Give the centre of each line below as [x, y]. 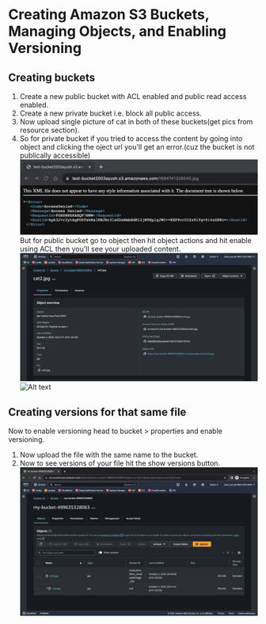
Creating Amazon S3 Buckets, [109, 15]
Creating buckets [52, 77]
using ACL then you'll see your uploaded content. [100, 249]
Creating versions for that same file [97, 412]
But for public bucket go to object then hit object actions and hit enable [135, 240]
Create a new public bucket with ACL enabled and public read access [133, 96]
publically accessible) [55, 155]
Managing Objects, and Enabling [118, 31]
